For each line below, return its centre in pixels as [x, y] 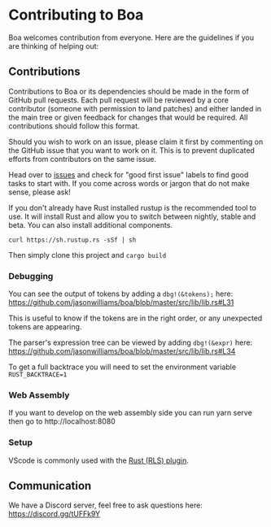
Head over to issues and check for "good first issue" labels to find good [129, 174]
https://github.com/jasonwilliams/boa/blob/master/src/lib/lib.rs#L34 [122, 351]
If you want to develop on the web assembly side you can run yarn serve [130, 413]
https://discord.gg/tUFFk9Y [55, 514]
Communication [50, 486]
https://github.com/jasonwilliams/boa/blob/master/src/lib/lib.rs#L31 [121, 303]
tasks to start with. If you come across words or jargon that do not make [129, 183]
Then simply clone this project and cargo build [87, 255]
